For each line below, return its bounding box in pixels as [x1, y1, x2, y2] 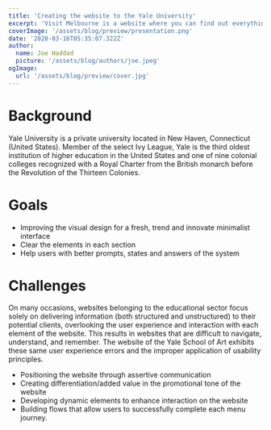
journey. [19, 413, 48, 423]
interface [19, 231, 51, 240]
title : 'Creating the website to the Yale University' [8, 11, 197, 20]
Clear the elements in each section [19, 240, 136, 249]
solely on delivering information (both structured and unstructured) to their [8, 311, 256, 321]
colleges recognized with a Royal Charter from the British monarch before [8, 159, 253, 169]
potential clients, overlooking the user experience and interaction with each [8, 320, 259, 330]
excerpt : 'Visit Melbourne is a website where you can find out [8, 19, 229, 27]
